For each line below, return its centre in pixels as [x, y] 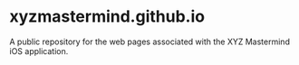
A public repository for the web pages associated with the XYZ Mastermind [149, 42]
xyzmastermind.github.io [107, 17]
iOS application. [39, 51]
